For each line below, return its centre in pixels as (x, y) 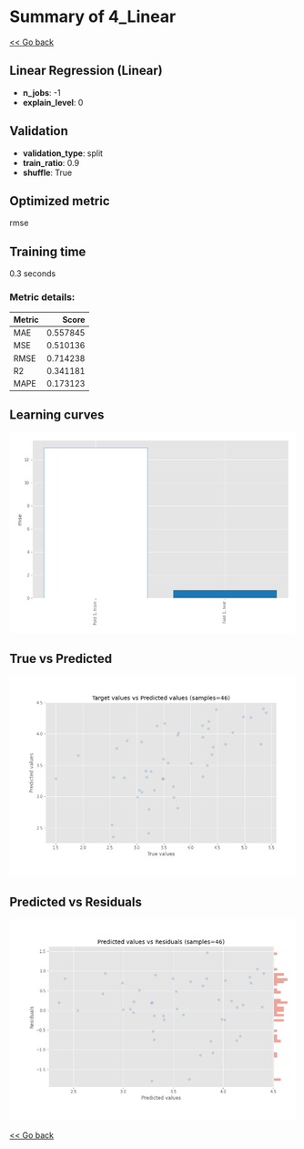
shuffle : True (47, 172)
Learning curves (57, 415)
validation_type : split (62, 153)
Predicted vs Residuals (76, 902)
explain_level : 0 (53, 102)
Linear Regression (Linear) (86, 71)
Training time (48, 251)
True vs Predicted (61, 658)
